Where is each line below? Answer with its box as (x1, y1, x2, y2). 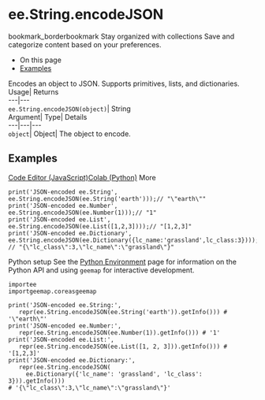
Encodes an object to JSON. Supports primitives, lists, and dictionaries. (8, 79, 240, 88)
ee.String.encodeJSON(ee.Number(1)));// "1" (8, 209, 157, 217)
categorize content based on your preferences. (8, 39, 162, 49)
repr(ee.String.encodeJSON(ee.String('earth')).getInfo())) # (18, 308, 227, 316)
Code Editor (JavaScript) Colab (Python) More (8, 172, 156, 182)
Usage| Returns (8, 87, 59, 96)
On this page (19, 55, 62, 65)
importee (8, 280, 37, 288)
